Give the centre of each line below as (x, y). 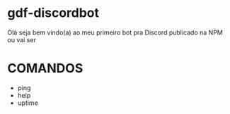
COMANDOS (45, 69)
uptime (28, 103)
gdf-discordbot (53, 13)
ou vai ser (22, 39)
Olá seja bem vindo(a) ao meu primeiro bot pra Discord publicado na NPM (115, 32)
